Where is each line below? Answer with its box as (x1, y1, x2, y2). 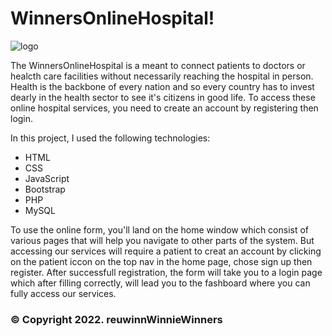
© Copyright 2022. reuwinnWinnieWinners (10, 312, 223, 326)
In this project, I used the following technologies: (10, 132, 211, 144)
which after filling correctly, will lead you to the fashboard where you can (10, 277, 311, 289)
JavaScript (24, 172, 70, 184)
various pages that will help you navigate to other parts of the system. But (10, 234, 315, 246)
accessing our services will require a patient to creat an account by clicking (10, 245, 322, 257)
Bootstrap (24, 183, 66, 195)
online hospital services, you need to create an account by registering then (10, 102, 319, 114)
